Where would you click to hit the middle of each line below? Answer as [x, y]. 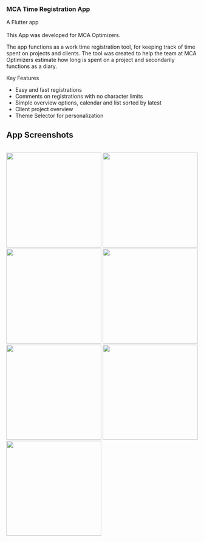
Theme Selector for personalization [59, 116]
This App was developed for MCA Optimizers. [63, 35]
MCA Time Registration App [48, 9]
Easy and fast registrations [48, 90]
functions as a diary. [32, 66]
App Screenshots [40, 135]
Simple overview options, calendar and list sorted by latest [88, 103]
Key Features [23, 78]
